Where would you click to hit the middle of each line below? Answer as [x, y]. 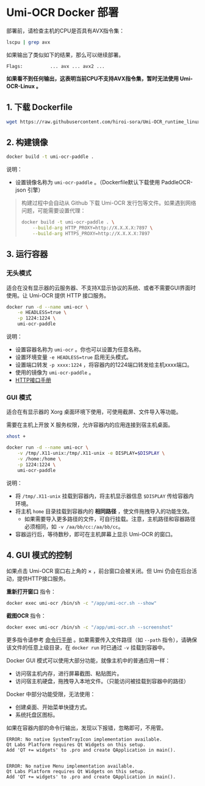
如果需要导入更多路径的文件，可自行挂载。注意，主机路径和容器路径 [110, 518]
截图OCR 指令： [27, 616]
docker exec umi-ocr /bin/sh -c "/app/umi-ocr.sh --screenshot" [90, 627]
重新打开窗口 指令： [31, 592]
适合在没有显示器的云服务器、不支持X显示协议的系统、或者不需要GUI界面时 [101, 288]
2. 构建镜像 [27, 142]
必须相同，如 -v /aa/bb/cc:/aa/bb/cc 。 [74, 526]
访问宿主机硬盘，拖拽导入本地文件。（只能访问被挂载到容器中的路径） [102, 681]
